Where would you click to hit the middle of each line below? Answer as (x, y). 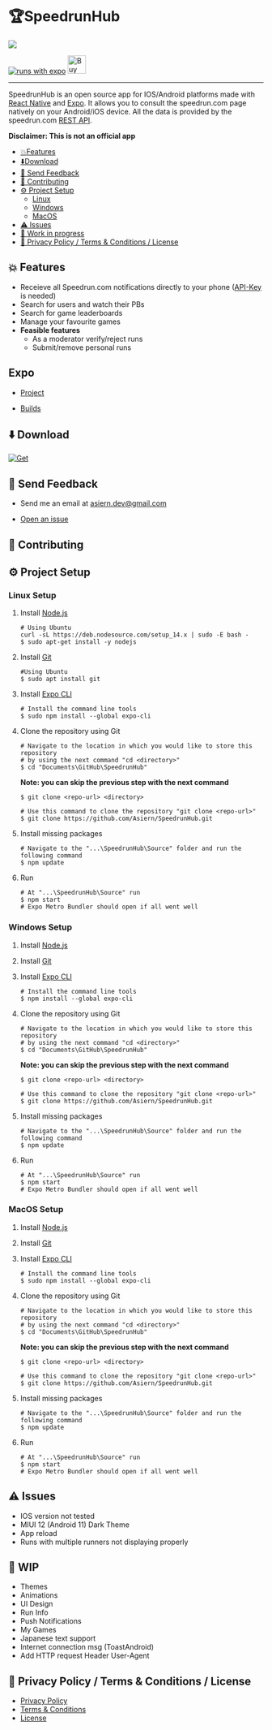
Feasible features (50, 330)
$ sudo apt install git (60, 679)
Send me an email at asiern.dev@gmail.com (93, 503)
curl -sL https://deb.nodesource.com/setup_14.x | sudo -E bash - (134, 635)
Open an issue (44, 519)
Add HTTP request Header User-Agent (85, 1656)
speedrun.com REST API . (51, 120)
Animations (39, 1595)
